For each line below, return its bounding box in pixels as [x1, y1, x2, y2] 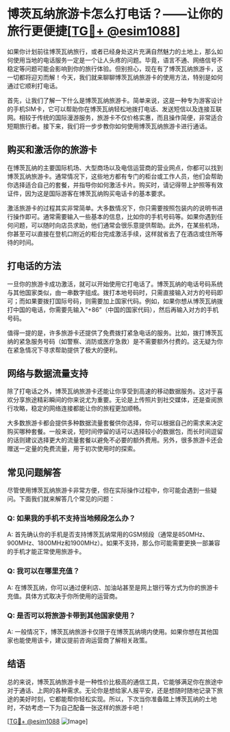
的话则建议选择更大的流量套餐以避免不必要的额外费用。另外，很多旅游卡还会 [7, 436, 223, 445]
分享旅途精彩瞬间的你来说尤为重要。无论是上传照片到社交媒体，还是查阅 [12, 396, 217, 404]
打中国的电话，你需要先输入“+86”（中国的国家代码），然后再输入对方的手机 [7, 305, 219, 314]
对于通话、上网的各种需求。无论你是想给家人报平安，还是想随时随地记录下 [7, 686, 217, 694]
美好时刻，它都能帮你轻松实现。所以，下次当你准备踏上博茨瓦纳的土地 [18, 694, 217, 703]
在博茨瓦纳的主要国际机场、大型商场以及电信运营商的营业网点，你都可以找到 [7, 163, 223, 172]
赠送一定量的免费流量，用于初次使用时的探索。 [7, 445, 139, 453]
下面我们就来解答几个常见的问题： [18, 495, 115, 503]
